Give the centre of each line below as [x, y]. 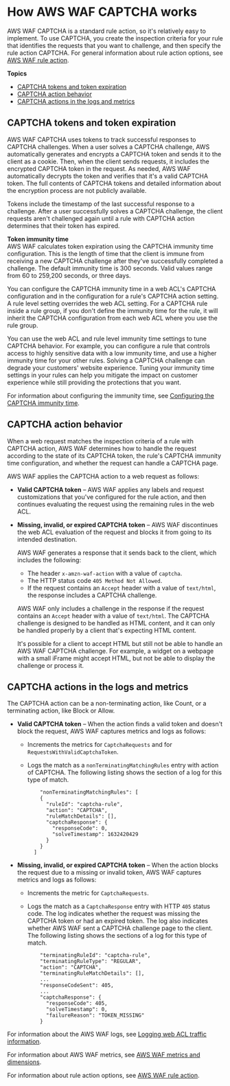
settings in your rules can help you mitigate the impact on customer [102, 375]
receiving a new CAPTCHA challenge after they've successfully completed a [115, 261]
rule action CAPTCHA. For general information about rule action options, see [115, 53]
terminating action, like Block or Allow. [61, 710]
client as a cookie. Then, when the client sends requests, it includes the [108, 161]
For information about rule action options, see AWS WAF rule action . [104, 1076]
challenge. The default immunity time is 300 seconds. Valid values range [110, 268]
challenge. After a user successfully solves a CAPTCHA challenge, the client [115, 211]
